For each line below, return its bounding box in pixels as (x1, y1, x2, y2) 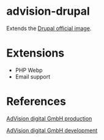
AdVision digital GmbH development (6, 126, 98, 134)
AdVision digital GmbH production (6, 115, 92, 122)
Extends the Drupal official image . (6, 25, 92, 32)
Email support (15, 72, 51, 80)
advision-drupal (6, 4, 90, 18)
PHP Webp (15, 66, 43, 74)
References (6, 95, 66, 109)
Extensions (6, 46, 65, 60)
